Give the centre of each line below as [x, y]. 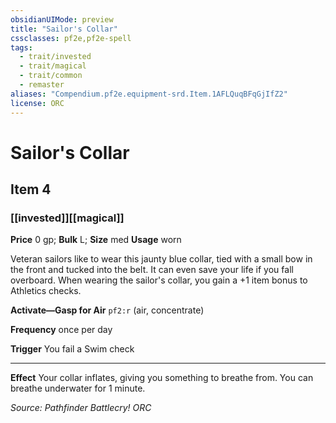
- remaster [42, 85]
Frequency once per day [61, 330]
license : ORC [37, 103]
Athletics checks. [46, 291]
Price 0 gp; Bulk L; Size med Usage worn [96, 240]
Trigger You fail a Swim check [72, 349]
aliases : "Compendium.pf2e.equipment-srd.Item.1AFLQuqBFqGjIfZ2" [149, 94]
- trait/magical [53, 66]
